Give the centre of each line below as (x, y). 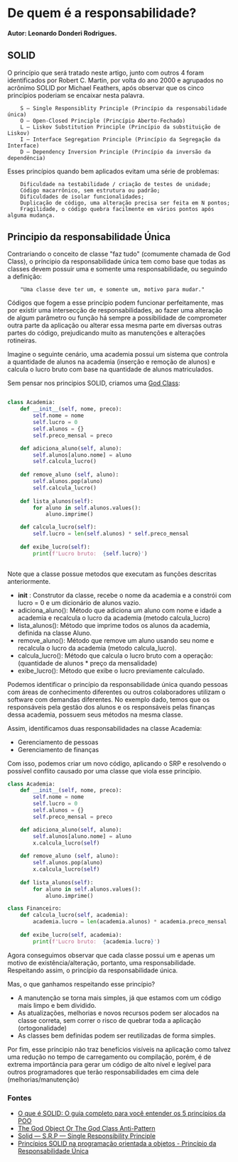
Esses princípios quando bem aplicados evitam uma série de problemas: (113, 171)
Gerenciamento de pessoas (58, 742)
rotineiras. (22, 341)
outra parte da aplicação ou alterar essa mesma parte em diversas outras (115, 325)
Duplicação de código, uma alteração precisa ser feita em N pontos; (125, 203)
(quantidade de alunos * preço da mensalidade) (87, 663)
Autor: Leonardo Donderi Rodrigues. (62, 33)
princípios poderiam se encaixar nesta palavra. (76, 95)
